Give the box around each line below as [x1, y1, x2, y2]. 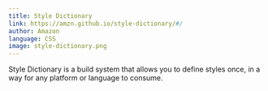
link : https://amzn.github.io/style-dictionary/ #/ [8, 19, 184, 28]
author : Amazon [8, 27, 60, 35]
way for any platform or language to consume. [8, 73, 164, 83]
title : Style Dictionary [8, 11, 93, 20]
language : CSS [8, 34, 57, 43]
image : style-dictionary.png [8, 42, 107, 50]
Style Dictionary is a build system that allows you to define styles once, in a [8, 64, 261, 74]
